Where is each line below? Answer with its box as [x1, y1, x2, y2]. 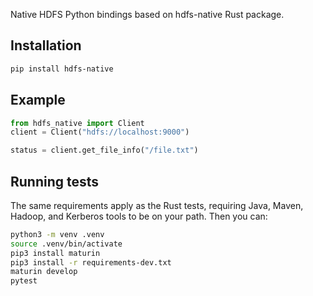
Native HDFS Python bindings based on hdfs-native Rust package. [10, 9, 285, 20]
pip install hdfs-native [10, 64, 114, 74]
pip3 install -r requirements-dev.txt [10, 257, 172, 268]
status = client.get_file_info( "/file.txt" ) [10, 145, 199, 156]
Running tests [10, 173, 100, 190]
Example [10, 92, 66, 109]
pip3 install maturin [10, 248, 101, 258]
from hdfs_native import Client [10, 118, 145, 128]
